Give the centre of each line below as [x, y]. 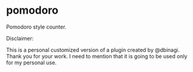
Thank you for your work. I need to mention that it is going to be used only [97, 56]
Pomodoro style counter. [36, 27]
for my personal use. [31, 62]
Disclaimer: [20, 38]
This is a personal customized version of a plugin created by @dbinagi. [93, 50]
